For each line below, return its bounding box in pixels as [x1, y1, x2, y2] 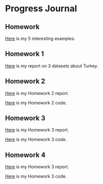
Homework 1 [5, 50, 44, 58]
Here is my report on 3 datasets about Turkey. [5, 62, 99, 69]
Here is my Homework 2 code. [5, 99, 67, 106]
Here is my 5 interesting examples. [5, 35, 75, 41]
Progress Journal [5, 3, 77, 14]
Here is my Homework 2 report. [5, 90, 69, 96]
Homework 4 [5, 151, 46, 159]
